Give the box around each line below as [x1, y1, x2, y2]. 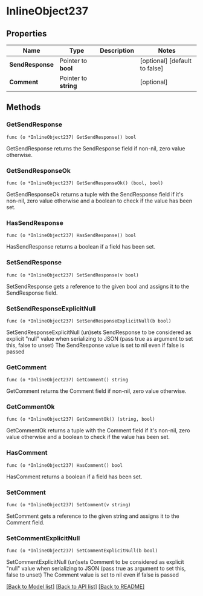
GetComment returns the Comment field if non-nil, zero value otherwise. [6, 387, 187, 395]
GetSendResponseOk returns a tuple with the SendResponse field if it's [6, 190, 184, 198]
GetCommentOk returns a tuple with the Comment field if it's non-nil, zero [6, 427, 190, 434]
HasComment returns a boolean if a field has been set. [6, 473, 143, 480]
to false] [140, 64, 164, 72]
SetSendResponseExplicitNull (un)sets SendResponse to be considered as [6, 329, 192, 336]
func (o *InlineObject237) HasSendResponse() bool [6, 232, 137, 239]
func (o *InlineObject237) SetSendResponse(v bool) [6, 272, 139, 278]
